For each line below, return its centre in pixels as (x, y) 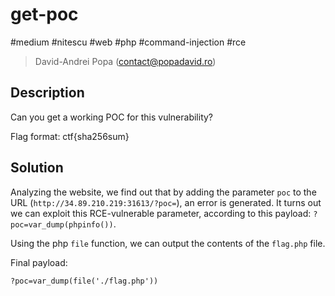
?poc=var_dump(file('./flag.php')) (84, 281)
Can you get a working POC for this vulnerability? (112, 117)
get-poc (44, 14)
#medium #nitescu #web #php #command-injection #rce (128, 42)
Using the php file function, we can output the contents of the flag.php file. (168, 243)
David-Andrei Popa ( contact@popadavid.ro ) (125, 61)
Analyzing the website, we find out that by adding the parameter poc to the (163, 192)
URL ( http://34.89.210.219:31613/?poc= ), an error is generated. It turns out (166, 202)
